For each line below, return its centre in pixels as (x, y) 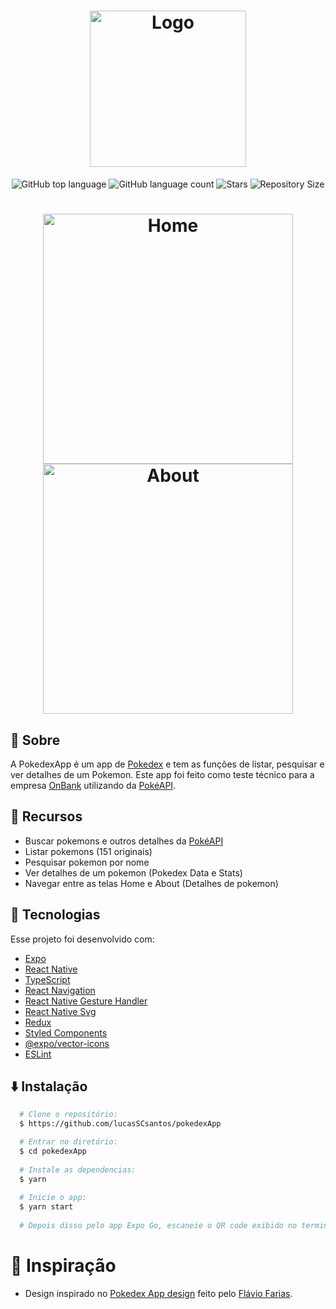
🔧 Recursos (46, 816)
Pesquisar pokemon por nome (87, 862)
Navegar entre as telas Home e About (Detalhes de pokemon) (151, 883)
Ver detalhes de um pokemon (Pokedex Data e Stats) (133, 872)
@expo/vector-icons (67, 1043)
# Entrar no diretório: (68, 1142)
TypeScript (47, 979)
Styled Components (66, 1032)
